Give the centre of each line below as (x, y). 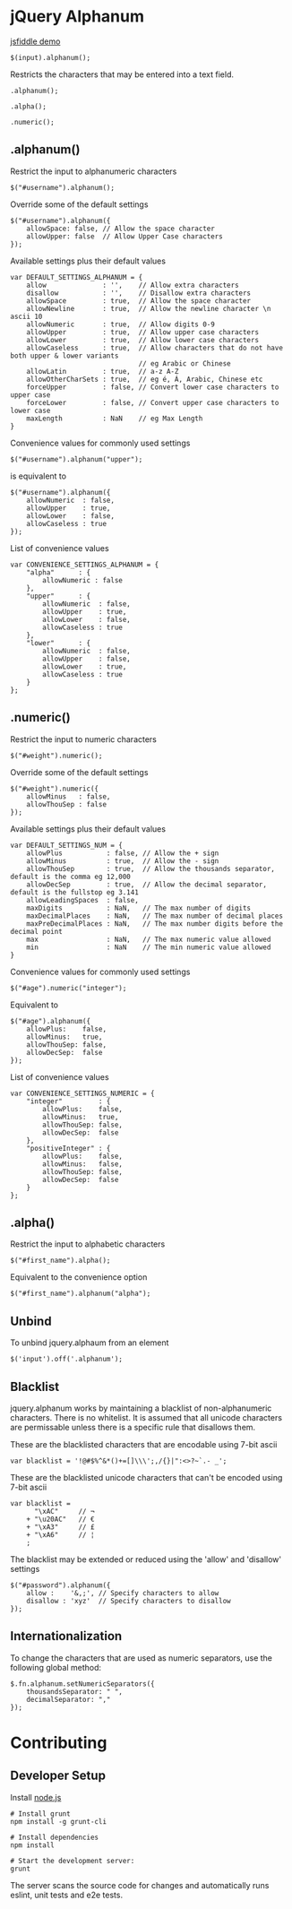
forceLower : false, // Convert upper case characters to (153, 402)
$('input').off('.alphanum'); (67, 1360)
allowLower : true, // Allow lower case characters (142, 340)
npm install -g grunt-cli (58, 1821)
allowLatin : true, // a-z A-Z (103, 371)
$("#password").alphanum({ (60, 1585)
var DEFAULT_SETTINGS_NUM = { (67, 845)
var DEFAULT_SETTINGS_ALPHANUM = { (77, 277)
